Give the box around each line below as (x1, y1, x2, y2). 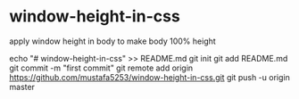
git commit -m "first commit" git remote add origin (9, 62, 194, 73)
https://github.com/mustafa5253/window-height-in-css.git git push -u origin (9, 71, 290, 82)
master (9, 81, 36, 92)
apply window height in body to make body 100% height (9, 36, 216, 46)
